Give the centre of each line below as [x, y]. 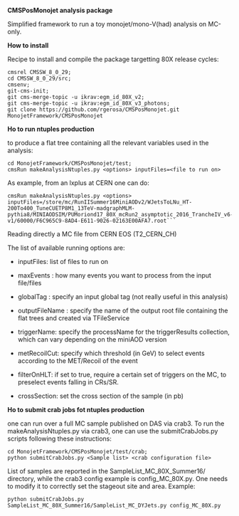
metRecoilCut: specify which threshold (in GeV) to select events [111, 353]
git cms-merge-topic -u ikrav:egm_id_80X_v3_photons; [89, 103]
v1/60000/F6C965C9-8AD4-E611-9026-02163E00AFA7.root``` [92, 221]
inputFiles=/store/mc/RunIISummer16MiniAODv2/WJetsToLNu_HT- [100, 202]
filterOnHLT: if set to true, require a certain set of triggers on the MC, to [122, 374]
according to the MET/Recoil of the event [78, 361]
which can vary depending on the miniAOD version [92, 339]
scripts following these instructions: [60, 438]
